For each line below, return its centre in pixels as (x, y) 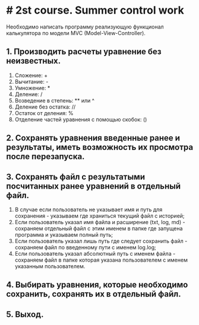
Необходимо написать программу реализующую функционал (85, 27)
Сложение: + (31, 75)
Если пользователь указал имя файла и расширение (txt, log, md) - (100, 222)
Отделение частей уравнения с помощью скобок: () (81, 119)
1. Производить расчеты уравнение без (84, 52)
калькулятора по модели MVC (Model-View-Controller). (76, 33)
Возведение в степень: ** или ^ (55, 100)
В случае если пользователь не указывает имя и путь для (89, 209)
